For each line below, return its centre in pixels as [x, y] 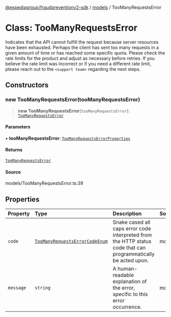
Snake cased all [132, 222]
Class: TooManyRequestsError [71, 28]
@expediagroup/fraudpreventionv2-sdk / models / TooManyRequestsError [83, 7]
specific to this [130, 294]
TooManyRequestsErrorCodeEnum [71, 241]
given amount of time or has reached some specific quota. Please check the [85, 52]
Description [127, 214]
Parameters [18, 127]
